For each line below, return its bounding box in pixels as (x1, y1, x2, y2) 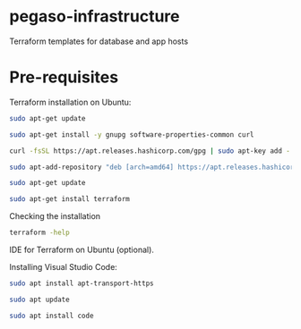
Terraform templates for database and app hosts (9, 36, 189, 46)
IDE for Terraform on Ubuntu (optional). (9, 244, 155, 255)
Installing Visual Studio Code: (9, 262, 118, 272)
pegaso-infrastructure (9, 6, 180, 27)
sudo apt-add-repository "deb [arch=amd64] (9, 163, 175, 172)
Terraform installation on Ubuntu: (9, 97, 132, 107)
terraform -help (9, 228, 70, 238)
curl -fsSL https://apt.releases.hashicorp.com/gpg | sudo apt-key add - (9, 146, 291, 156)
